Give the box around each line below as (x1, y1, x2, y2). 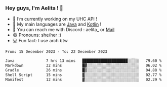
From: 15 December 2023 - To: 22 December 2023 (5, 49, 108, 54)
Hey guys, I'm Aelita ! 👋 (5, 5, 63, 12)
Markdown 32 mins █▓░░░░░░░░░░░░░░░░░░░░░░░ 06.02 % (5, 63, 162, 68)
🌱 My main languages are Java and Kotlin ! (12, 21, 102, 27)
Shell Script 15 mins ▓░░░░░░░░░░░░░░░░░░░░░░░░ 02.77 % (5, 72, 162, 77)
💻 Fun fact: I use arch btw (12, 38, 68, 44)
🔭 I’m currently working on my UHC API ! (12, 16, 98, 22)
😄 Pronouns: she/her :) (12, 32, 62, 38)
